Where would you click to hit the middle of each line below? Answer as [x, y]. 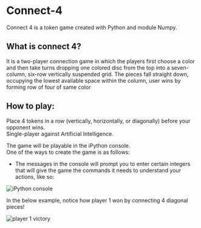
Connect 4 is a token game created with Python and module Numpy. [92, 27]
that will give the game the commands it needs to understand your [98, 170]
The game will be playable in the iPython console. [68, 145]
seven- [180, 67]
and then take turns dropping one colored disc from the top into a [88, 67]
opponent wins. [26, 127]
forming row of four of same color [49, 87]
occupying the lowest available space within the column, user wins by [94, 80]
